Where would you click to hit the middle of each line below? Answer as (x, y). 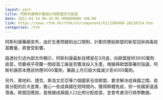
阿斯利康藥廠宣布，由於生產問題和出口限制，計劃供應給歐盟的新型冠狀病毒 (79, 42)
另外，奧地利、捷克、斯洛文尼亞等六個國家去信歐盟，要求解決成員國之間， (79, 81)
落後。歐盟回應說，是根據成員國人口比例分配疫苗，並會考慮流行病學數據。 (79, 93)
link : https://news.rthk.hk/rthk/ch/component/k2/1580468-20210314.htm (79, 23)
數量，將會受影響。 (28, 48)
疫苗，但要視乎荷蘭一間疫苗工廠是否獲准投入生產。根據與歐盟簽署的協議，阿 (81, 64)
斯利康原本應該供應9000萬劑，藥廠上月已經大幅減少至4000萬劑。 (71, 70)
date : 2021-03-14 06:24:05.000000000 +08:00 (51, 18)
